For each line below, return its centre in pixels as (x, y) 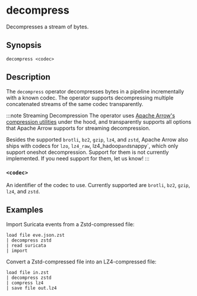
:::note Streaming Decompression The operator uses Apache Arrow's (90, 115)
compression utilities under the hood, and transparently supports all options (99, 121)
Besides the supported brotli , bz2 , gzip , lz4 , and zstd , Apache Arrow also (97, 139)
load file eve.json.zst (36, 235)
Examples (25, 210)
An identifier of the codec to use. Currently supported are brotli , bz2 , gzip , (98, 185)
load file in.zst (28, 272)
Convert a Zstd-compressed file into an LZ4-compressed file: (81, 262)
